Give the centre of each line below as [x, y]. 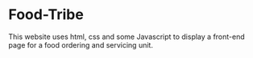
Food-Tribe [46, 15]
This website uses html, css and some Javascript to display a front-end [127, 37]
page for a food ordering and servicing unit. [81, 44]
